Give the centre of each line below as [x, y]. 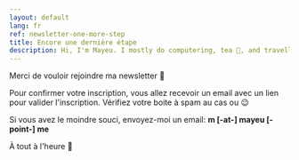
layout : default [39, 17]
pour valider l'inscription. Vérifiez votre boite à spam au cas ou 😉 [129, 102]
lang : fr [25, 26]
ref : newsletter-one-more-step [67, 34]
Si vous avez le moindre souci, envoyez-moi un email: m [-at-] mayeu [137, 120]
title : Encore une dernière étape [73, 42]
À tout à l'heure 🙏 [41, 147]
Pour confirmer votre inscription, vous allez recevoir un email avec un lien [144, 93]
